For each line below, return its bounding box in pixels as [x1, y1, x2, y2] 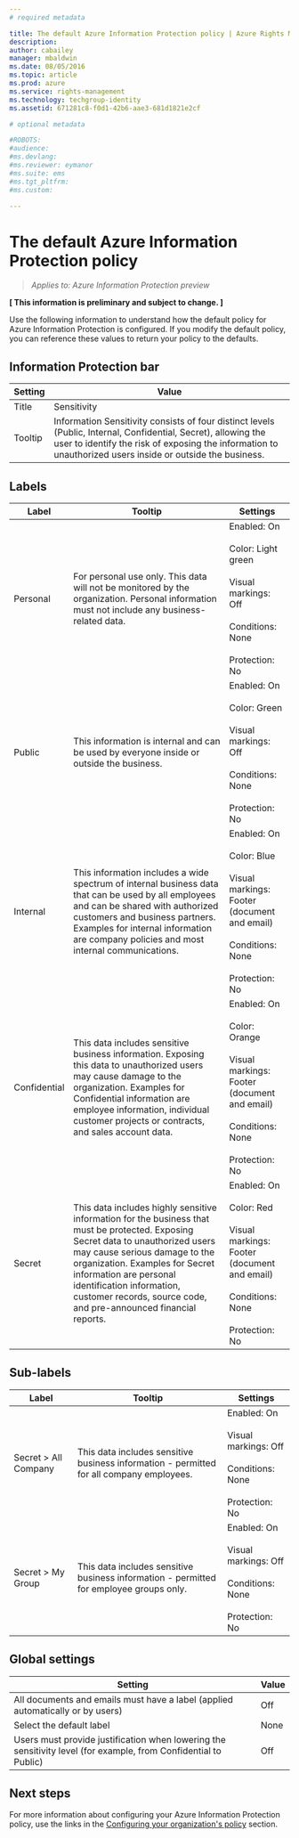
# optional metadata [9, 119, 86, 129]
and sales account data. [73, 1126, 174, 1138]
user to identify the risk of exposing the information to [53, 437, 279, 450]
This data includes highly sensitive [73, 1201, 218, 1214]
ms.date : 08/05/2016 [9, 62, 86, 71]
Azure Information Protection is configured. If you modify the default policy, [9, 324, 287, 335]
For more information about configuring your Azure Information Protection [9, 1810, 280, 1820]
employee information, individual [73, 1103, 210, 1116]
